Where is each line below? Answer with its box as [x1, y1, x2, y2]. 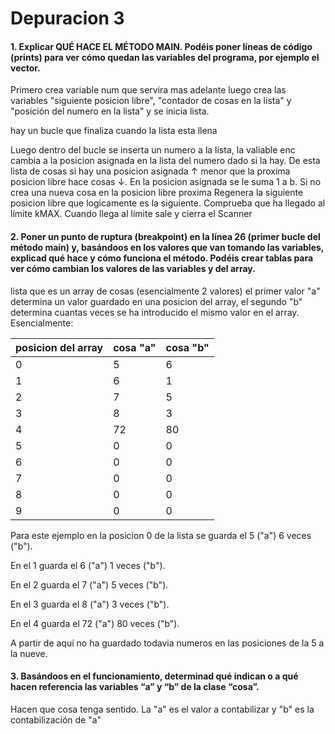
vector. [10, 62, 41, 74]
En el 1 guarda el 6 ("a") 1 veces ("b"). [10, 559, 166, 571]
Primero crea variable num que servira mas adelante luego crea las [10, 84, 287, 96]
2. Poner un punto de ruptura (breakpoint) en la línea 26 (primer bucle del [10, 230, 321, 242]
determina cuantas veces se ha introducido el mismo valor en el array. [10, 306, 300, 318]
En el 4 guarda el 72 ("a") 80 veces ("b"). [10, 617, 180, 629]
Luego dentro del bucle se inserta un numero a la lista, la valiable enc [10, 144, 296, 156]
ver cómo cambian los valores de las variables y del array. [10, 262, 256, 274]
